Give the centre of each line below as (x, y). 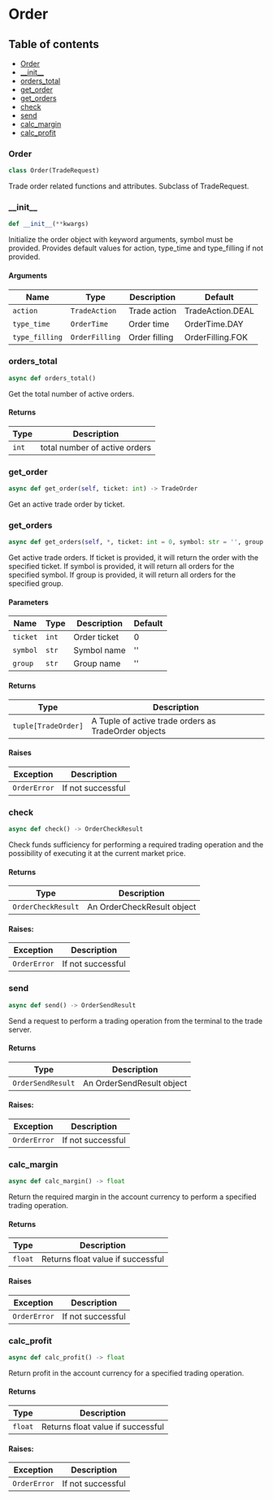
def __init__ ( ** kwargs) (49, 224)
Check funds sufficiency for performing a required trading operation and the (136, 845)
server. (20, 1029)
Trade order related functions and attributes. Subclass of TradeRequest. (129, 186)
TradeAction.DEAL (219, 311)
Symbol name (100, 650)
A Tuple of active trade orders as (154, 720)
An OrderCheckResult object (141, 907)
